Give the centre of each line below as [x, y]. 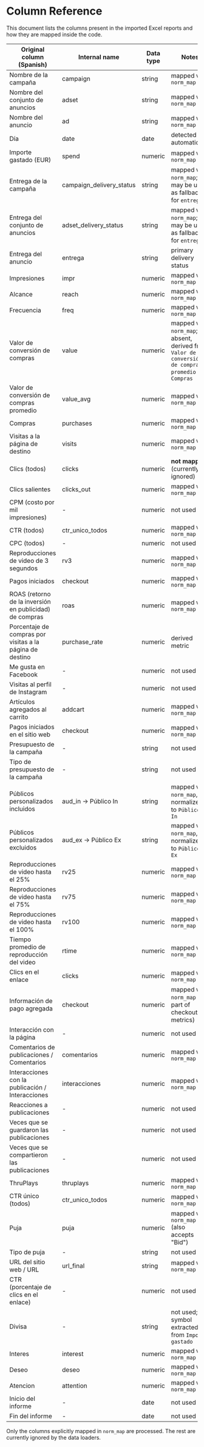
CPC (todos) [27, 543]
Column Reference [54, 11]
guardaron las [29, 1129]
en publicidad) [30, 609]
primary [182, 250]
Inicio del [22, 1398]
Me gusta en [27, 667]
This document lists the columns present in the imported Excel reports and [100, 28]
